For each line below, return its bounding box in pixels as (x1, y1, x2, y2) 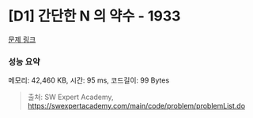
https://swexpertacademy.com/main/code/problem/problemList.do (27, 101, 246, 111)
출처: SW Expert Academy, (27, 92, 114, 102)
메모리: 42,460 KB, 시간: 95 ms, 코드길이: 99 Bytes (8, 76, 170, 85)
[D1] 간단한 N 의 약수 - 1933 (8, 7, 181, 25)
